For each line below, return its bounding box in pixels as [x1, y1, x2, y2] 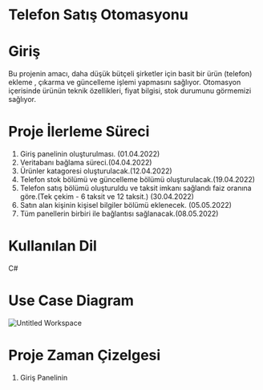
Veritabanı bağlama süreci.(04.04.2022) [19, 158, 152, 168]
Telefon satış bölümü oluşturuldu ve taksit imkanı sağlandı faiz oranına [19, 183, 252, 193]
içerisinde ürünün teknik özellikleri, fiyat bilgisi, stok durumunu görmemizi [8, 86, 252, 95]
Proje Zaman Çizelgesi [8, 347, 161, 364]
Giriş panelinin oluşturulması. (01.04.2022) [19, 149, 160, 159]
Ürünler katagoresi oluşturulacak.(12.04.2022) [19, 166, 172, 176]
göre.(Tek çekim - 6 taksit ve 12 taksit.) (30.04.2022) [19, 192, 195, 201]
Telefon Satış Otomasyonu [8, 6, 188, 24]
